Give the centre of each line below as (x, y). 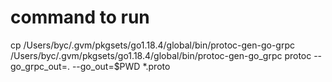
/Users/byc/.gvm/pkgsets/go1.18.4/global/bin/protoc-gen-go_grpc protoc (161, 55)
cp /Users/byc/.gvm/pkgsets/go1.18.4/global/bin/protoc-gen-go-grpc (153, 45)
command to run (80, 17)
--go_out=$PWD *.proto (121, 66)
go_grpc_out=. (40, 66)
